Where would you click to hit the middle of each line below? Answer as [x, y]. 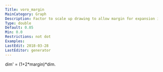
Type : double [18, 23]
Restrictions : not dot [28, 37]
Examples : [15, 41]
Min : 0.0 [14, 32]
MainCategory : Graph [26, 14]
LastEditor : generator [28, 50]
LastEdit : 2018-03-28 [27, 46]
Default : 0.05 [19, 28]
